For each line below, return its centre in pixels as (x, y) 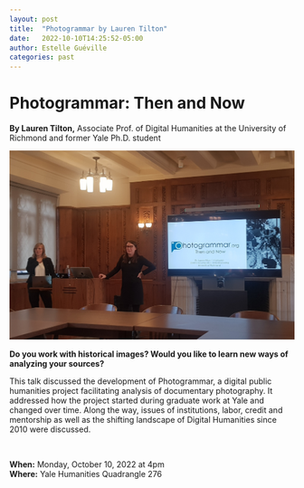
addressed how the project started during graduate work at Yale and (137, 401)
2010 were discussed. (50, 429)
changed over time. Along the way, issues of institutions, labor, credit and (146, 410)
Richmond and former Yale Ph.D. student (85, 138)
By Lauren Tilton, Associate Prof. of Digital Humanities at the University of (148, 129)
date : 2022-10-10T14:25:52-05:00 (76, 38)
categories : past (42, 57)
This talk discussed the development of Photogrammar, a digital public (141, 381)
